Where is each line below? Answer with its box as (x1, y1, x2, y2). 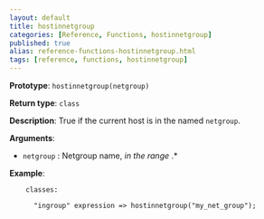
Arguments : (9, 133, 56, 143)
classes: (25, 186, 59, 195)
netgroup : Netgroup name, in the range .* (22, 150, 178, 161)
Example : (9, 168, 45, 178)
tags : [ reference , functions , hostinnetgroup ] (9, 55, 188, 64)
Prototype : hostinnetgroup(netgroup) (9, 81, 150, 90)
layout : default (9, 13, 71, 23)
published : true (9, 38, 71, 48)
